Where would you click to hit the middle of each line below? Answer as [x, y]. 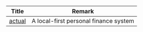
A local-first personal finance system [83, 21]
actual [18, 21]
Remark [83, 11]
